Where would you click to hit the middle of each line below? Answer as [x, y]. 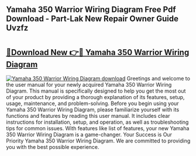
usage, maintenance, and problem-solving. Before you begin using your [93, 103]
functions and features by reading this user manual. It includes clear [88, 116]
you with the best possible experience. [53, 147]
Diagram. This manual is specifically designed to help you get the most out [96, 91]
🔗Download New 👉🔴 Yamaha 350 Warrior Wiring [98, 52]
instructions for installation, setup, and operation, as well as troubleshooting [97, 122]
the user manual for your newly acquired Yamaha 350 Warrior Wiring [89, 85]
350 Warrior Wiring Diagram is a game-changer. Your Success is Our [89, 135]
